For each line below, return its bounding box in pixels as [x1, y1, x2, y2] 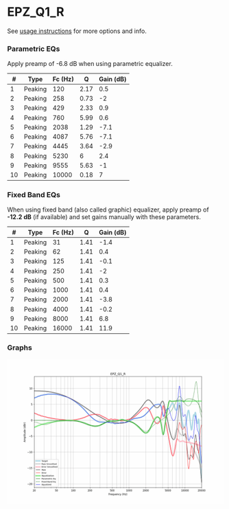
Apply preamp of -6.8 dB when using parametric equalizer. [7, 60, 173, 68]
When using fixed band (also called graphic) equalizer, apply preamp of [7, 205, 209, 214]
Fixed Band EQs [7, 190, 60, 199]
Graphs [7, 343, 32, 352]
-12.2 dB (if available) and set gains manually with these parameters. [7, 213, 201, 221]
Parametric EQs [7, 44, 60, 54]
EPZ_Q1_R [7, 4, 64, 20]
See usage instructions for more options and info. [7, 27, 147, 35]
